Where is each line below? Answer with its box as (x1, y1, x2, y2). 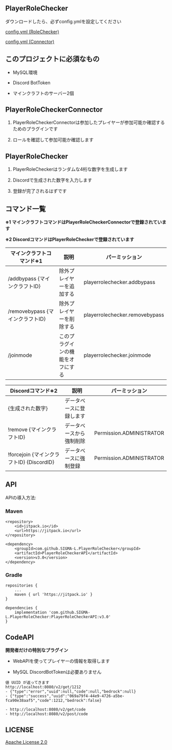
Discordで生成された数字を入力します (12, 177, 92, 184)
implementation (14, 610, 47, 615)
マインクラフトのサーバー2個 (12, 90, 74, 96)
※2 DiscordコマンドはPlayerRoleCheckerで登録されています (5, 236, 135, 242)
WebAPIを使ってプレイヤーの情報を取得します (12, 658, 110, 664)
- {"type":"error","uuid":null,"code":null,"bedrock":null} (5, 689, 137, 694)
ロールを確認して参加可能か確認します (12, 137, 94, 143)
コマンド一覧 (5, 205, 46, 213)
